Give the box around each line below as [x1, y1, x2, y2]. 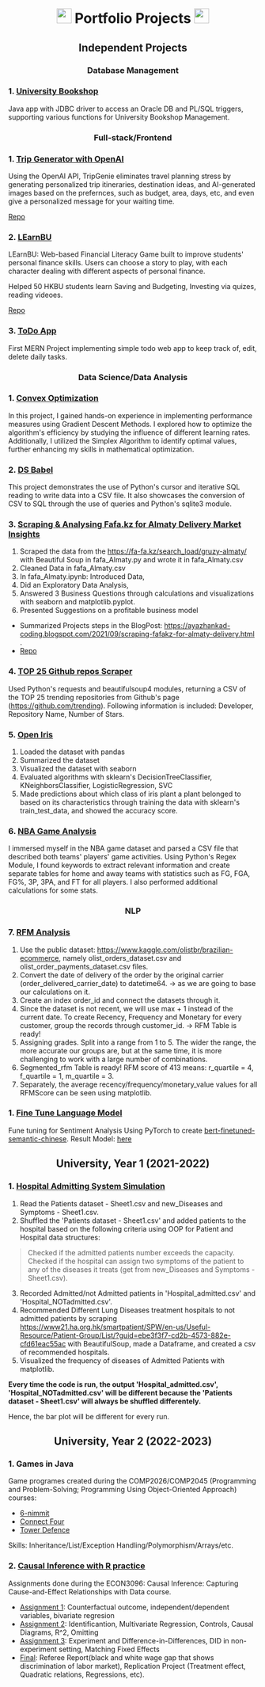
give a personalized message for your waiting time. [8, 196, 175, 206]
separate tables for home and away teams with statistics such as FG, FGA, [8, 869, 251, 878]
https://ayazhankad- [164, 621, 231, 630]
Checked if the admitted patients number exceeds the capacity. [27, 1247, 235, 1257]
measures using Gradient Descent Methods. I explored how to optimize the [8, 419, 252, 428]
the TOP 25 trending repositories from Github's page [8, 692, 180, 702]
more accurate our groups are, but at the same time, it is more [19, 1045, 222, 1055]
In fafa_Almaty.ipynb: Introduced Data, [19, 572, 145, 581]
